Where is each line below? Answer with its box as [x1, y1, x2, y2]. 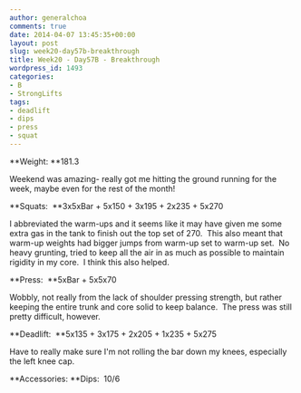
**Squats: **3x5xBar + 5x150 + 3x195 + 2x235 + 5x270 [9, 200, 224, 211]
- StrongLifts [9, 89, 63, 98]
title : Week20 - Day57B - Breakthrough [9, 55, 160, 64]
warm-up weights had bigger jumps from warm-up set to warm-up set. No [9, 237, 290, 248]
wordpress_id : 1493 [9, 64, 83, 73]
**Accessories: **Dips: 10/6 [9, 373, 121, 384]
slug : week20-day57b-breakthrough [9, 47, 141, 56]
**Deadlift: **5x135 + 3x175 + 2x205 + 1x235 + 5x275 [9, 328, 218, 340]
